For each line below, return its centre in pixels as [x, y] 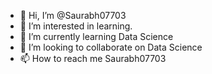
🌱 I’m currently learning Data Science [96, 36]
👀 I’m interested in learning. [76, 26]
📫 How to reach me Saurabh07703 [93, 58]
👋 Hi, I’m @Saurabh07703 [73, 15]
